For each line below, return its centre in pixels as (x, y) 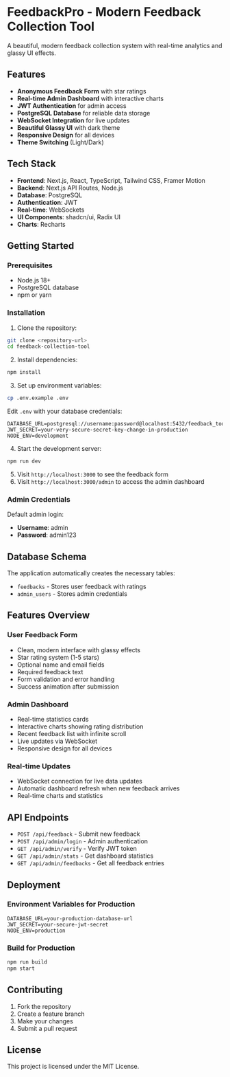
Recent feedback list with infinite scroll (72, 734)
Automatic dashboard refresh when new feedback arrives (98, 788)
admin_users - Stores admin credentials (72, 594)
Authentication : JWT (47, 202)
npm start (21, 968)
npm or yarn (34, 295)
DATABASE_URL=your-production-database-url (70, 918)
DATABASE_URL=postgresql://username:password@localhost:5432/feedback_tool (117, 424)
